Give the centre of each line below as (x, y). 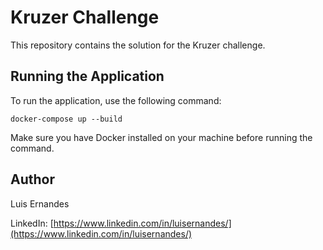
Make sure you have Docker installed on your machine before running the (161, 137)
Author (32, 179)
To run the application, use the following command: (116, 100)
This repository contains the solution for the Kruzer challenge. (138, 45)
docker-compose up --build (66, 119)
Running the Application (87, 76)
